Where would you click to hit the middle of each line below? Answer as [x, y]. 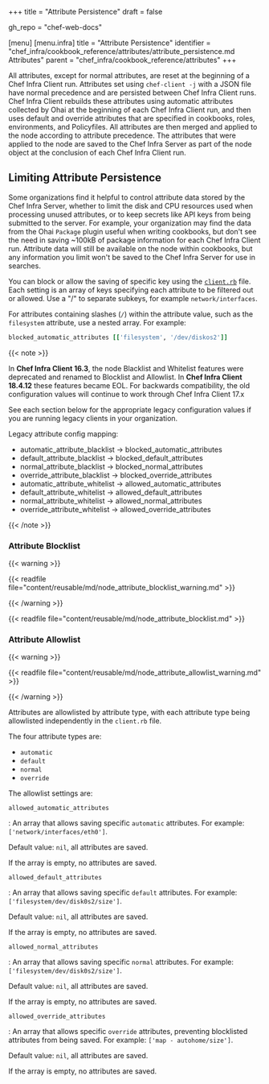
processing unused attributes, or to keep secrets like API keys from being [130, 214]
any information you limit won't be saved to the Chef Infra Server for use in [132, 257]
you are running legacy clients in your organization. [93, 418]
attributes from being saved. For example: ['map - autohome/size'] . [121, 1040]
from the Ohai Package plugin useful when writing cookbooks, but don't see [132, 231]
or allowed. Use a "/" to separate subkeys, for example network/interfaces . [133, 298]
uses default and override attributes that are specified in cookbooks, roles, [132, 118]
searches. [25, 266]
